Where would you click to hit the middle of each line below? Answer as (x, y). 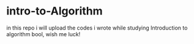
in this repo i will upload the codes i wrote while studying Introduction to (97, 28)
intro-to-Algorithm (54, 11)
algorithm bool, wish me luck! (43, 34)
